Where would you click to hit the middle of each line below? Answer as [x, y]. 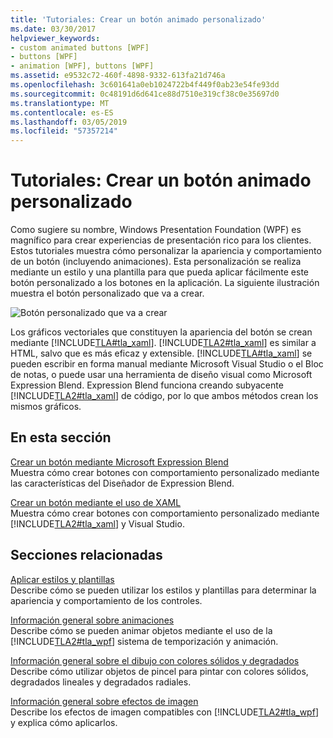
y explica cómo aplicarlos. [64, 722]
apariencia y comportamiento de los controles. [106, 600]
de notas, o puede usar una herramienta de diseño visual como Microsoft [161, 375]
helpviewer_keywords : [55, 38]
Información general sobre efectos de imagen [104, 701]
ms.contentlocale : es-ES [62, 112]
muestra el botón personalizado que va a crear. [107, 293]
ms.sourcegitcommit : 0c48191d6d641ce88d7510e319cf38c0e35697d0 [145, 94]
